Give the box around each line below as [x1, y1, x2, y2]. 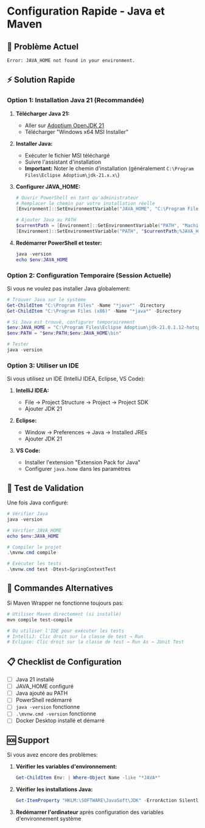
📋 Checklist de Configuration [7, 656, 122, 667]
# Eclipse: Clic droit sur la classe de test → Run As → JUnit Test [7, 639, 184, 645]
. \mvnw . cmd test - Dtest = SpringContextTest [7, 566, 116, 572]
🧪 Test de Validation [7, 482, 84, 493]
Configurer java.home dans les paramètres [24, 465, 131, 473]
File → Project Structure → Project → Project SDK [24, 398, 148, 406]
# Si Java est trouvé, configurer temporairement [7, 319, 136, 325]
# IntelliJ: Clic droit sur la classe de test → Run [7, 633, 144, 639]
